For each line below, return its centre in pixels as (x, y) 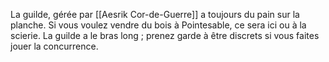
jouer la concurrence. (54, 46)
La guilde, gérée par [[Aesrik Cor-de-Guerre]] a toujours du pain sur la (155, 14)
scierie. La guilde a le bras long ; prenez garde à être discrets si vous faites (165, 35)
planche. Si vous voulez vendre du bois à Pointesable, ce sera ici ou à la (158, 25)
